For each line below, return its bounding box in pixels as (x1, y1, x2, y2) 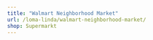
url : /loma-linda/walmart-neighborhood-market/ (7, 16, 147, 23)
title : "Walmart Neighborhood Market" (7, 9, 119, 17)
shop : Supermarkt (7, 22, 57, 29)
